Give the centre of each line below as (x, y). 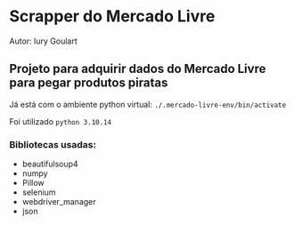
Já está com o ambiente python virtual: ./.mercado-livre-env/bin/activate (148, 104)
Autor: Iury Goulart (43, 41)
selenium (39, 192)
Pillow (33, 183)
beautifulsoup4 (50, 164)
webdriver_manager (59, 202)
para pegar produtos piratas (89, 83)
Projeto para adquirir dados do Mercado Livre (138, 69)
